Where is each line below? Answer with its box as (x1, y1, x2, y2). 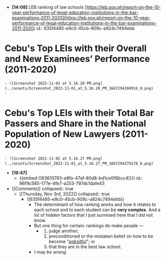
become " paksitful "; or (49, 238, 95, 244)
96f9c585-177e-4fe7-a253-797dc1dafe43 (19, 180, 105, 186)
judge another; (49, 228, 79, 234)
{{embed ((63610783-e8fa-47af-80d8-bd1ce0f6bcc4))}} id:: (19, 175, 143, 181)
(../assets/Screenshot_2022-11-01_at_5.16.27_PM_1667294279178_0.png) (4, 161, 154, 166)
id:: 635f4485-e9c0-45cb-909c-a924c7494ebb (36, 25, 135, 31)
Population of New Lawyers (4, 129, 120, 140)
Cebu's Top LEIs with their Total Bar (4, 107, 154, 119)
